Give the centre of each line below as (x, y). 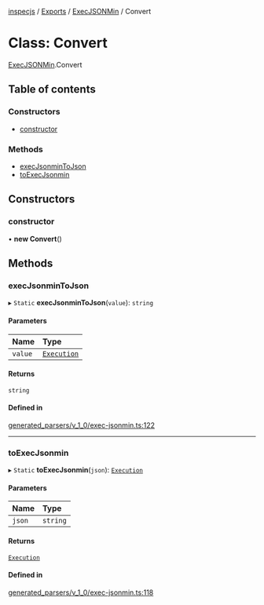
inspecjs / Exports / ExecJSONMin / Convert (80, 11)
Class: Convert (58, 43)
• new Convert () (35, 239)
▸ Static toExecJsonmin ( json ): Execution (76, 470)
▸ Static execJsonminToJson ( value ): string (81, 303)
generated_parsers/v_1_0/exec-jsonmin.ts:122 (82, 425)
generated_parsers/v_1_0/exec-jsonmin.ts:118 (81, 592)
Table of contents (52, 89)
